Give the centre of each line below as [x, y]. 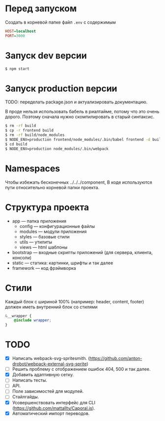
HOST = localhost [21, 31]
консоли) [22, 258]
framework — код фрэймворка [44, 268]
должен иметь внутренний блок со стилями [51, 307]
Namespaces [33, 168]
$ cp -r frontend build [29, 130]
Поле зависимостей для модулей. [48, 391]
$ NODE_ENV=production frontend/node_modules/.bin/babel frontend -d [78, 140]
